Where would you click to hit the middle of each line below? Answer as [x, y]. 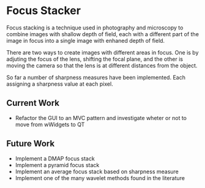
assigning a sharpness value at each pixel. [60, 84]
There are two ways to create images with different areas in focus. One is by [102, 52]
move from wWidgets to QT [50, 124]
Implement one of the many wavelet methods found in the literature [100, 178]
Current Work [33, 103]
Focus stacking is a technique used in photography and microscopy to [95, 28]
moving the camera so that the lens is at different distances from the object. [102, 66]
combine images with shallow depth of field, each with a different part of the [102, 34]
